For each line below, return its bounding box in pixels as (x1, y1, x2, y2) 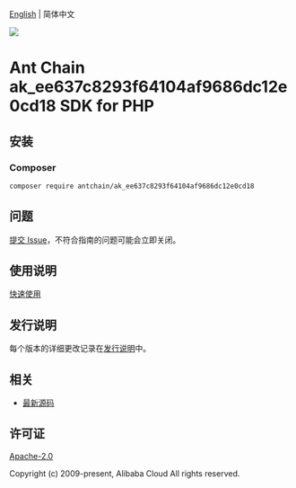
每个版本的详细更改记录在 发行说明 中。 (9, 343, 151, 354)
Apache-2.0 (9, 450, 54, 461)
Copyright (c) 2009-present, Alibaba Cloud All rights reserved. (9, 467, 240, 479)
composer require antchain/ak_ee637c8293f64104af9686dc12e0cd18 (9, 182, 255, 191)
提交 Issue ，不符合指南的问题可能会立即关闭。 (9, 234, 181, 245)
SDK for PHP (59, 96, 155, 116)
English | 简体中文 (9, 9, 75, 19)
